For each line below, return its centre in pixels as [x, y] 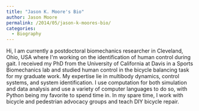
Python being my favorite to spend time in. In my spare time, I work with [95, 95]
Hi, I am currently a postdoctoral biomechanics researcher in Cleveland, [95, 51]
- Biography [27, 34]
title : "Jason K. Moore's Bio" [45, 12]
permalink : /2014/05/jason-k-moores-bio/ [59, 23]
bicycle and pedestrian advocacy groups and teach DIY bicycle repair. [93, 101]
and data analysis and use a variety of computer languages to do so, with [97, 89]
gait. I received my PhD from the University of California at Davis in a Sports [100, 64]
